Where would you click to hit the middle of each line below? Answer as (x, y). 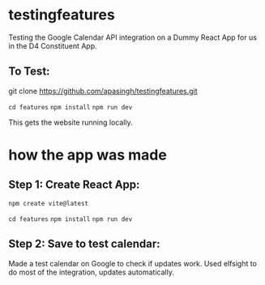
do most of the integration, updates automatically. (91, 272)
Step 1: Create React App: (74, 185)
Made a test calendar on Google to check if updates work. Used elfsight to (133, 263)
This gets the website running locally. (71, 122)
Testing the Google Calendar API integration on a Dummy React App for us (133, 37)
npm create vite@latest (49, 203)
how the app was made (88, 155)
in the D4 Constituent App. (53, 45)
